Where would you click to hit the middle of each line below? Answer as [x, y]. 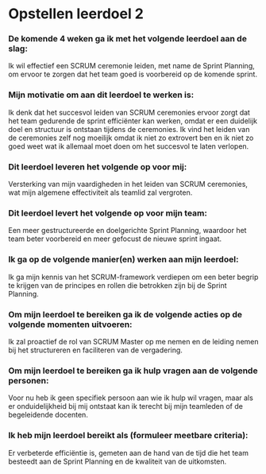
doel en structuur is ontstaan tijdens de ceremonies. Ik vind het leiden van [129, 129]
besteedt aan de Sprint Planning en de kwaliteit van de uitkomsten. [118, 461]
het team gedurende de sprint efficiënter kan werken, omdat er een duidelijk [133, 121]
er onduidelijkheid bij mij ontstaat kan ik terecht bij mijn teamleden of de [126, 406]
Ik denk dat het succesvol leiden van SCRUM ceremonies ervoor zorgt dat [129, 112]
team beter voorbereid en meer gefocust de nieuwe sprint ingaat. [115, 239]
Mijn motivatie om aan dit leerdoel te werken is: [101, 95]
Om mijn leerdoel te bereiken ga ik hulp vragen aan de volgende [133, 371]
